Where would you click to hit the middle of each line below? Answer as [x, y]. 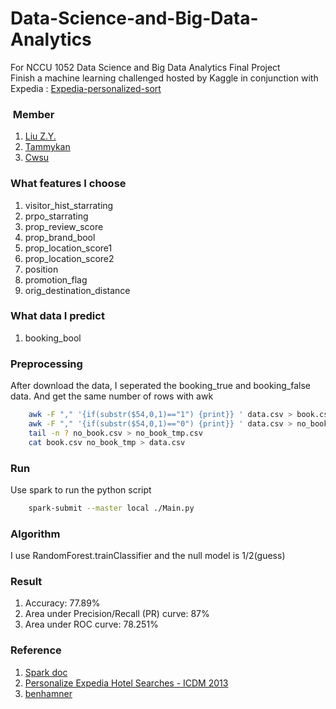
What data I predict [57, 316]
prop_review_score [64, 226]
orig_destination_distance [77, 290]
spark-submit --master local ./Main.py [111, 508]
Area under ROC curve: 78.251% [91, 624]
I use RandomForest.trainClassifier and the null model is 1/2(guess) [148, 556]
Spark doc [46, 672]
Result [26, 582]
